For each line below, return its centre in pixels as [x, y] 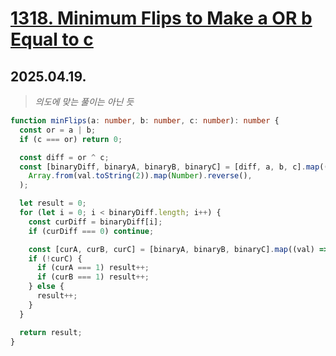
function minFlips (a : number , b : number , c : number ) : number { [145, 121]
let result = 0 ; [53, 203]
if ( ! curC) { [55, 258]
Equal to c [52, 39]
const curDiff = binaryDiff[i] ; [95, 222]
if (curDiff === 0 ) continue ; [91, 231]
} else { [46, 287]
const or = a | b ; [58, 130]
